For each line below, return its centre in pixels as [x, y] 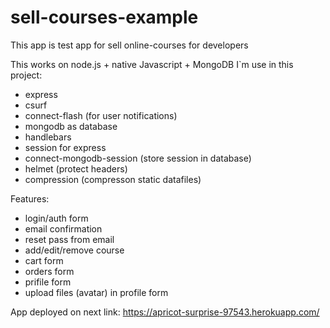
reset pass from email [69, 239]
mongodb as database [71, 126]
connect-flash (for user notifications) [101, 115]
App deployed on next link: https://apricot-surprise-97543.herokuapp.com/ [165, 312]
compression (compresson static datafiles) [113, 179]
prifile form [48, 282]
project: [26, 75]
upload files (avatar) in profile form [96, 292]
